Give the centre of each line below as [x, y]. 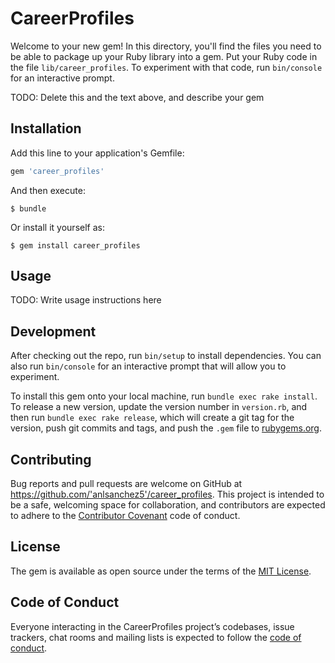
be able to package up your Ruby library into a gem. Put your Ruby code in [164, 56]
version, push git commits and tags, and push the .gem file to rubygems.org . [166, 428]
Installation [46, 128]
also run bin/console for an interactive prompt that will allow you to [148, 366]
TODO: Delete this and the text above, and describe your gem [137, 97]
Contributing [51, 459]
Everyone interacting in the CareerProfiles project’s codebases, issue [152, 626]
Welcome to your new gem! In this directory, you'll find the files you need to [166, 46]
